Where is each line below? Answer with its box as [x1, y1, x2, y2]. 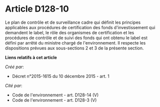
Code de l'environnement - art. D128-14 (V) [12, 92, 99, 98]
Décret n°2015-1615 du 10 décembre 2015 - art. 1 [12, 73, 110, 79]
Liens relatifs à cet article [5, 54, 57, 60]
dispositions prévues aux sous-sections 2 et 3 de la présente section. [5, 45, 144, 51]
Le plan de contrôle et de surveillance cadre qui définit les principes [5, 19, 141, 25]
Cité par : [5, 82, 23, 88]
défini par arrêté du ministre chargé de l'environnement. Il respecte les [5, 40, 146, 46]
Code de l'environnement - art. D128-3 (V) [12, 97, 97, 103]
